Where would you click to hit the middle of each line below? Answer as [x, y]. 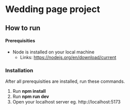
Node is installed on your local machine [53, 52]
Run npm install [29, 91]
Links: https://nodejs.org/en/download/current [68, 57]
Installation [19, 70]
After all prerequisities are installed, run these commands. [65, 81]
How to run [23, 28]
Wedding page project [53, 9]
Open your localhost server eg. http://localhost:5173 [67, 102]
